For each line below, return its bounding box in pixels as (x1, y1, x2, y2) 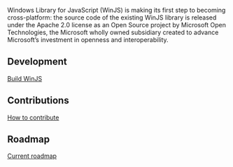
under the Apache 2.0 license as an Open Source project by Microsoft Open (7, 21, 226, 29)
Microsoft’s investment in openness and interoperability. (7, 36, 169, 44)
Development (7, 56, 68, 68)
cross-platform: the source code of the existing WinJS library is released (7, 13, 217, 22)
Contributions (7, 94, 69, 107)
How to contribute (7, 113, 59, 122)
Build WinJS (7, 74, 43, 82)
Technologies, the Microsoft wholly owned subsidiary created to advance (7, 28, 219, 36)
